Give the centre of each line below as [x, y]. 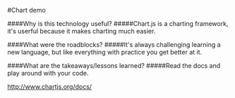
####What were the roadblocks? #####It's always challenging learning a [114, 44]
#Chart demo [26, 10]
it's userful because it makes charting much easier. [82, 31]
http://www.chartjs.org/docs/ [50, 86]
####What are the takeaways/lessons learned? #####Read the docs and [114, 65]
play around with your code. [48, 73]
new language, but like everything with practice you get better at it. [105, 52]
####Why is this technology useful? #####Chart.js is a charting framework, [118, 23]
